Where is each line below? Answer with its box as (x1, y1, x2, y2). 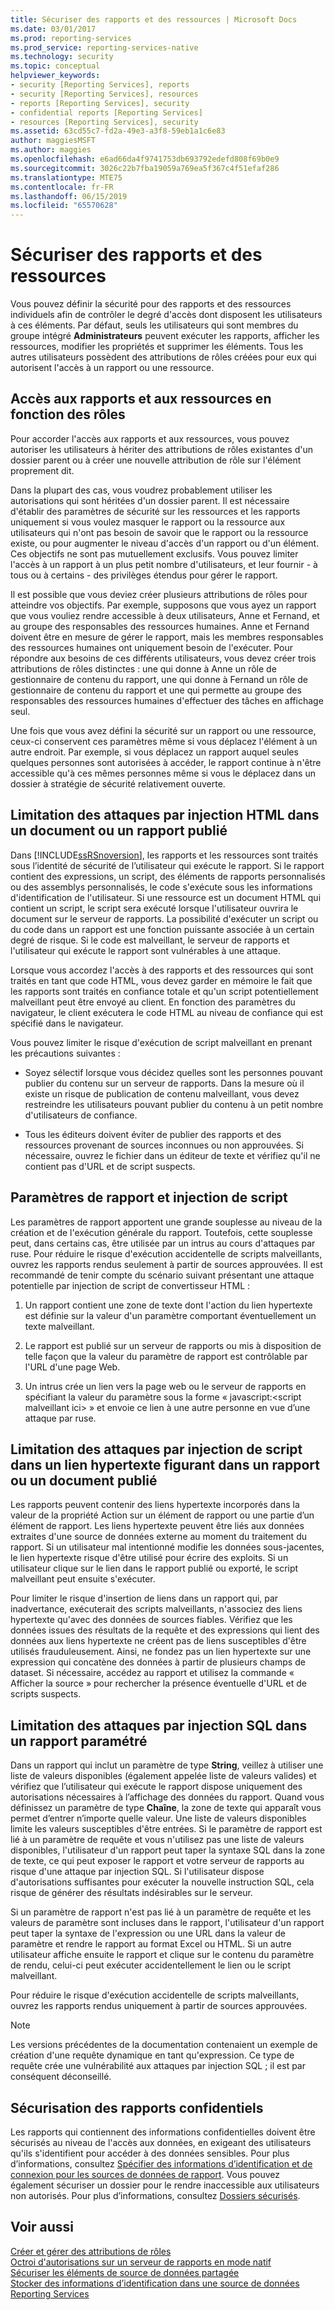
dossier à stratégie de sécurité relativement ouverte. (10, 777, 226, 790)
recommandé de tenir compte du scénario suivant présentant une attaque (10, 1269, 315, 1281)
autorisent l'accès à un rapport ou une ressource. (10, 362, 215, 374)
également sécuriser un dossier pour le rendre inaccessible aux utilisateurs (10, 2179, 320, 2191)
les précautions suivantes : (10, 1047, 121, 1059)
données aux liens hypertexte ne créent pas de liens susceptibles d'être (10, 1635, 307, 1647)
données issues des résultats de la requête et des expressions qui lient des (10, 1624, 320, 1636)
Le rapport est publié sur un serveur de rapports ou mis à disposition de (24, 1339, 322, 1351)
